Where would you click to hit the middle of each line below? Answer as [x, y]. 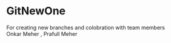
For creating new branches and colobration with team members [86, 27]
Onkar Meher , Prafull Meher [42, 33]
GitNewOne [36, 11]
